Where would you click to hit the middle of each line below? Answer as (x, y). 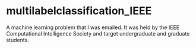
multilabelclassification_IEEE (79, 11)
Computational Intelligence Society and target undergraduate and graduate (98, 33)
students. (18, 40)
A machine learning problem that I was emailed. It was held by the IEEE (93, 27)
